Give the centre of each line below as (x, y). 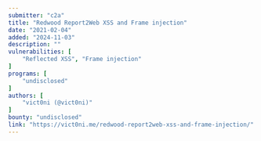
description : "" (34, 45)
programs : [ (27, 74)
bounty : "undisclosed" (45, 117)
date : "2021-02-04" (40, 30)
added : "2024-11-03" (42, 37)
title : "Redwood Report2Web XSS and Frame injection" (98, 23)
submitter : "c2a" (36, 15)
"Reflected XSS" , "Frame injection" (82, 60)
